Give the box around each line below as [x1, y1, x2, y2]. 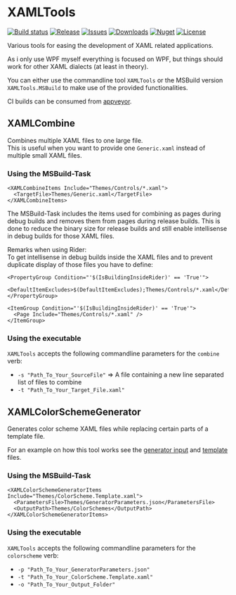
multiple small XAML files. [7, 151, 82, 159]
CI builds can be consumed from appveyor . [7, 96, 132, 106]
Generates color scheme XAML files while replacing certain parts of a [7, 425, 209, 433]
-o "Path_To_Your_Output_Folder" [17, 581, 116, 588]
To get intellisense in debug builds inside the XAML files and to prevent [7, 253, 213, 261]
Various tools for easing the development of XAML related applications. [7, 41, 214, 49]
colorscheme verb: [7, 551, 59, 560]
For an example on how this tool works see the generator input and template [7, 446, 228, 454]
